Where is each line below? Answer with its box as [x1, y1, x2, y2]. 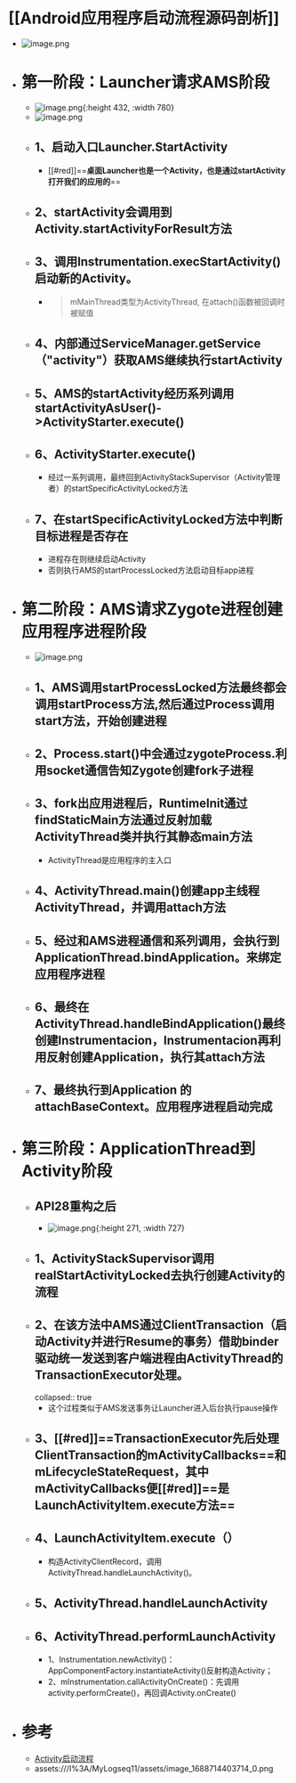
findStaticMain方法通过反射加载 [34, 812, 212, 828]
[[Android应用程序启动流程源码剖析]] [8, 8, 280, 28]
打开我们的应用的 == [47, 175, 121, 187]
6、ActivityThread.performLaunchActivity [34, 1629, 276, 1644]
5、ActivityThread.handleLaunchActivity [34, 1596, 268, 1611]
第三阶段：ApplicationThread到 [20, 1138, 256, 1159]
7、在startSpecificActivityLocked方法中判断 [34, 511, 284, 526]
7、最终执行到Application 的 [34, 1083, 192, 1098]
